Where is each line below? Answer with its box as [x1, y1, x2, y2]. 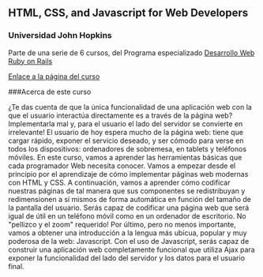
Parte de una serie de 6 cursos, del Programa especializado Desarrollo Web [8, 47, 255, 58]
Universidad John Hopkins [8, 30, 112, 41]
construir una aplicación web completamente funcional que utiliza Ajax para [8, 245, 255, 254]
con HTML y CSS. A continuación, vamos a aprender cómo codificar [8, 178, 231, 187]
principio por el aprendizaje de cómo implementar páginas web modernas [8, 169, 249, 178]
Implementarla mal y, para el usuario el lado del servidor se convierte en [8, 118, 243, 129]
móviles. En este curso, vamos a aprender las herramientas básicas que [8, 152, 242, 162]
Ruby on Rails [8, 56, 53, 66]
